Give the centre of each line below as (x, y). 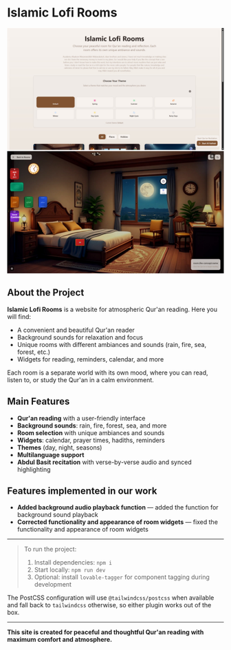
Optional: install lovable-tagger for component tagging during (122, 577)
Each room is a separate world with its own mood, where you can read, (108, 373)
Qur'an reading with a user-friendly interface (81, 418)
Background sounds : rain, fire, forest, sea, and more (92, 426)
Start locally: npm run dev (70, 570)
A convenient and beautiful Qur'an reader (76, 330)
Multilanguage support (51, 454)
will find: (19, 316)
